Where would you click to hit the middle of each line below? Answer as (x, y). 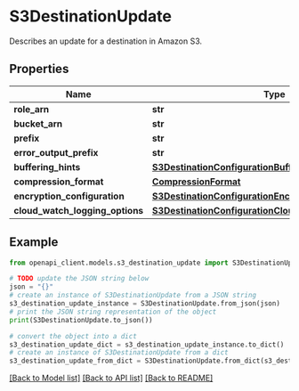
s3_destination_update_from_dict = (75, 361)
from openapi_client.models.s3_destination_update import (119, 263)
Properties (39, 69)
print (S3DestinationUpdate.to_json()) (81, 320)
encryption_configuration (69, 196)
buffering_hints (47, 167)
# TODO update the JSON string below (79, 279)
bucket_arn (38, 124)
